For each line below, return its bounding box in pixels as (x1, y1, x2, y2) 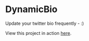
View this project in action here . (5, 30, 72, 36)
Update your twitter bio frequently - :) (5, 20, 84, 26)
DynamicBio (5, 4, 57, 15)
